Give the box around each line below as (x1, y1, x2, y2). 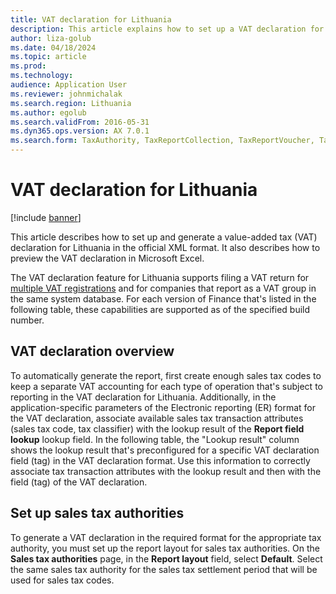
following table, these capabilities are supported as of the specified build (10, 303, 311, 315)
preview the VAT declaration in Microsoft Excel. (10, 252, 205, 264)
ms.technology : (10, 71, 74, 81)
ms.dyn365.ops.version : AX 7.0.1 (10, 126, 150, 136)
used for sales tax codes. (10, 574, 115, 586)
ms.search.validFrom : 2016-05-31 (10, 117, 150, 127)
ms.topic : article (10, 52, 87, 62)
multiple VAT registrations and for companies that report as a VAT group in (10, 282, 317, 294)
